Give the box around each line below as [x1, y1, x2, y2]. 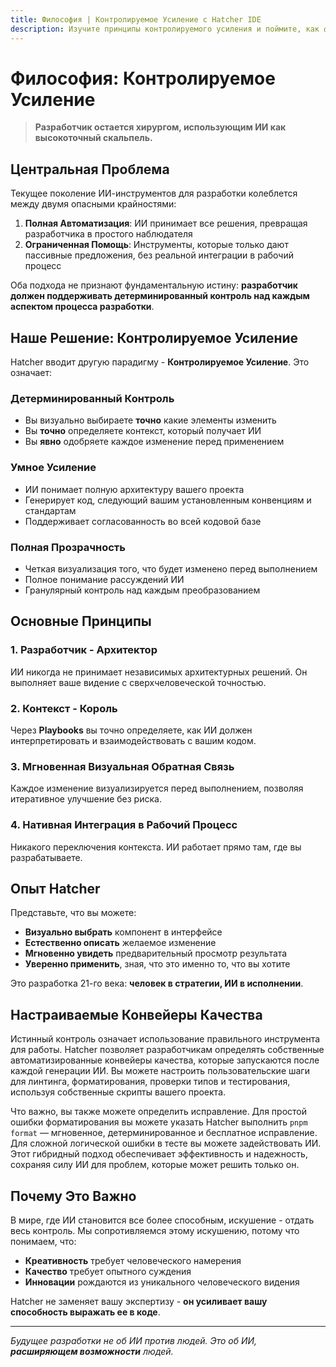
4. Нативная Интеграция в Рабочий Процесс [10, 818, 238, 832]
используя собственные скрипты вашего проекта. [10, 1086, 227, 1098]
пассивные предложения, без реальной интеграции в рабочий [24, 249, 294, 261]
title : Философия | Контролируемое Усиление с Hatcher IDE [10, 14, 262, 25]
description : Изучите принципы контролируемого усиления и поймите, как [10, 24, 320, 34]
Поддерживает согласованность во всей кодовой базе [24, 515, 262, 527]
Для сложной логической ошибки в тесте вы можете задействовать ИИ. [10, 1137, 322, 1150]
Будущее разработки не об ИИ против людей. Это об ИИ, [10, 1334, 258, 1346]
